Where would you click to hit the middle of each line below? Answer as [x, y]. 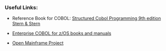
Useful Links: [21, 7]
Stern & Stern [26, 23]
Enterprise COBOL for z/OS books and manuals [62, 33]
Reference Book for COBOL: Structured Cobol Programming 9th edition [86, 18]
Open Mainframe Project [38, 43]
